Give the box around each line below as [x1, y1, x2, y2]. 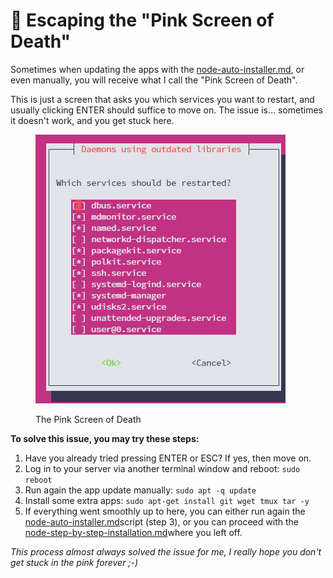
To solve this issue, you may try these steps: [10, 432, 200, 444]
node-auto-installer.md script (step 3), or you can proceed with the [24, 515, 299, 528]
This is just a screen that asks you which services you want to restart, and [10, 93, 315, 105]
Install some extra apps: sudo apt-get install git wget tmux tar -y [24, 494, 310, 506]
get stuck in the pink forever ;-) [10, 556, 139, 568]
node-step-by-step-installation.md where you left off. [24, 526, 243, 538]
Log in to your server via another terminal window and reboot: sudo [24, 462, 301, 474]
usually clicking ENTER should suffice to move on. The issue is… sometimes [10, 104, 323, 116]
